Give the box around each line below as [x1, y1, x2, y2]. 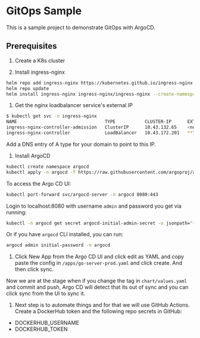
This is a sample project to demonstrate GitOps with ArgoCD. [6, 24, 156, 31]
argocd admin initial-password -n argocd [6, 242, 111, 248]
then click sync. [14, 266, 54, 273]
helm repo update [6, 85, 49, 92]
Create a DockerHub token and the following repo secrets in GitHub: [14, 308, 183, 315]
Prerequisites [6, 41, 57, 51]
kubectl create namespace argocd [6, 164, 89, 170]
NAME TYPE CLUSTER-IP [6, 119, 171, 125]
